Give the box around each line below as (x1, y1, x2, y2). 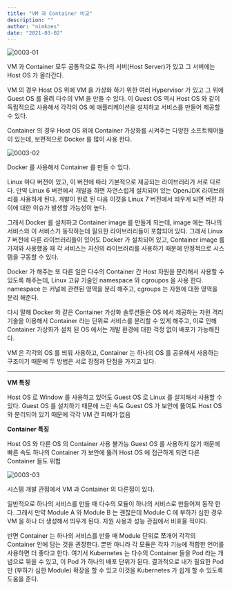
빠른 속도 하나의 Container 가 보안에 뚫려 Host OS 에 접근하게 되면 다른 (7, 448, 200, 456)
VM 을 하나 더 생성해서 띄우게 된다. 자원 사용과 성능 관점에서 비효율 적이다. (7, 517, 209, 525)
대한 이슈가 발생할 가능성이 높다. (19, 204, 107, 212)
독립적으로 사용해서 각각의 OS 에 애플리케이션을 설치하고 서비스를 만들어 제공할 (7, 103, 221, 111)
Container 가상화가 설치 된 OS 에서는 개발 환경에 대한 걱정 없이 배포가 (7, 325, 196, 334)
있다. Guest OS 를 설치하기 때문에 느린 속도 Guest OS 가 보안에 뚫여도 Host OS (7, 402, 222, 410)
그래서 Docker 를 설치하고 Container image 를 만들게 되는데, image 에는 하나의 (7, 218, 222, 226)
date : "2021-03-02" (7, 29, 64, 37)
